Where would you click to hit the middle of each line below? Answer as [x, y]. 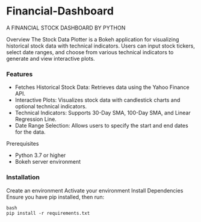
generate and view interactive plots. [51, 58]
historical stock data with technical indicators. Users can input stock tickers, [101, 46]
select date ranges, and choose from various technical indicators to [90, 52]
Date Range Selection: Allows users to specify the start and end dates [101, 126]
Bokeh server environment [48, 162]
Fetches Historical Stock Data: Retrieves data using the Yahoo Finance [102, 87]
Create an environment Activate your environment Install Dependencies [95, 190]
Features [20, 74]
